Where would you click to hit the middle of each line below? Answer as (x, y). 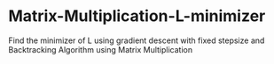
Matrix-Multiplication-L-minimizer (137, 16)
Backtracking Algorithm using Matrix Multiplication (100, 49)
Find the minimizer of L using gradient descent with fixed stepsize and (137, 40)
